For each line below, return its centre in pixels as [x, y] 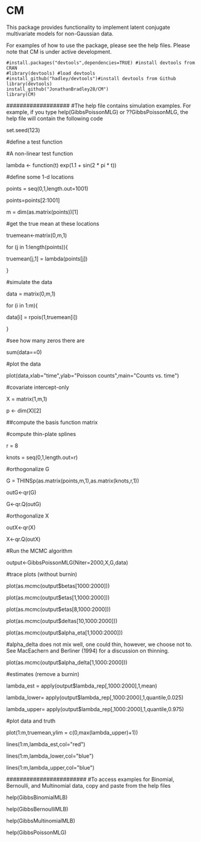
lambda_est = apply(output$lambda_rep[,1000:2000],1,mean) [82, 686]
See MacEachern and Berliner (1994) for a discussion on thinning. [88, 650]
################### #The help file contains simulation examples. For [99, 106]
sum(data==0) [24, 352]
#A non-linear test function [40, 153]
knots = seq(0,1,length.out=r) [42, 457]
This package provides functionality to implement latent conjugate [88, 27]
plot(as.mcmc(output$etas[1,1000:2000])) [58, 597]
